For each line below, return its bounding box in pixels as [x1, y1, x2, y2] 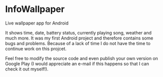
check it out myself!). [5, 66, 49, 72]
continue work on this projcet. [5, 45, 67, 51]
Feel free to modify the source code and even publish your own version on [5, 55, 159, 61]
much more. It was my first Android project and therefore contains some [5, 35, 154, 41]
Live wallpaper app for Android [5, 20, 69, 26]
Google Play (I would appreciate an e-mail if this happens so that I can [5, 60, 150, 66]
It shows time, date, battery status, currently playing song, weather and [5, 29, 152, 35]
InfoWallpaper [5, 3, 65, 15]
